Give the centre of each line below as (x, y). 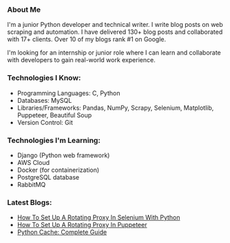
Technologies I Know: (44, 78)
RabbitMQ (31, 184)
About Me (24, 10)
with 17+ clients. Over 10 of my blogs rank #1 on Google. (87, 39)
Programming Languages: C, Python (69, 93)
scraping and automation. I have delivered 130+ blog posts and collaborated (115, 32)
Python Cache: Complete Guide (62, 232)
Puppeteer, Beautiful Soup (54, 115)
